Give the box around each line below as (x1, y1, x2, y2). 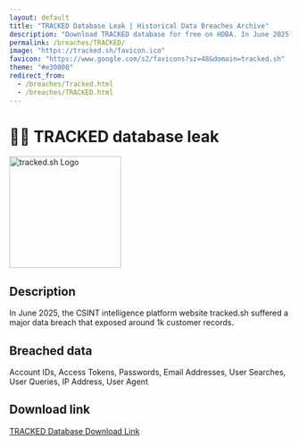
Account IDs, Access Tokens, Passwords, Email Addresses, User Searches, (9, 367, 287, 378)
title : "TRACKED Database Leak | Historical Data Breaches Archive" (9, 21, 270, 30)
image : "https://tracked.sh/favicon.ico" (9, 46, 166, 55)
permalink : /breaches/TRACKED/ (9, 38, 126, 47)
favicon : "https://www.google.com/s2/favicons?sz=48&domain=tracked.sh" (9, 55, 286, 63)
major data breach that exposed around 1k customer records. (9, 317, 235, 328)
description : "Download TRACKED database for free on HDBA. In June (9, 29, 270, 38)
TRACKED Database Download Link (9, 425, 140, 436)
